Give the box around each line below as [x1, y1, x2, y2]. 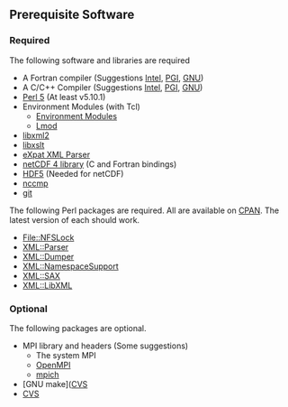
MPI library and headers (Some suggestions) [22, 340, 189, 351]
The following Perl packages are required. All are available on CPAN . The [9, 205, 280, 216]
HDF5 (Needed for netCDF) [22, 168, 124, 179]
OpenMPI [35, 359, 71, 370]
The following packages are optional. [9, 322, 147, 333]
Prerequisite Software [9, 7, 135, 23]
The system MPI [35, 349, 96, 360]
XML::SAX [22, 270, 61, 281]
